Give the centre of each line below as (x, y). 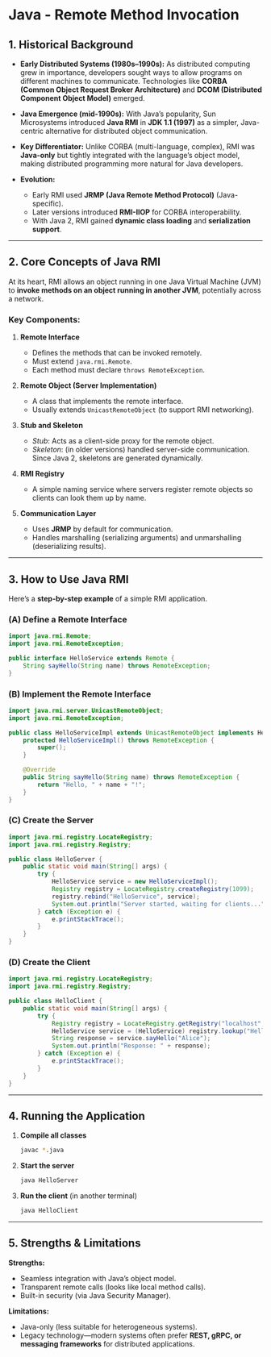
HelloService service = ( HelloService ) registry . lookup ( (149, 1031)
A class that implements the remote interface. (108, 402)
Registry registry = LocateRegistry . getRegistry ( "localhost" (156, 1023)
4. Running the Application (77, 1116)
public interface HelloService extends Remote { (92, 658)
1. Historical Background (71, 45)
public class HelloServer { (56, 859)
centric (32, 131)
